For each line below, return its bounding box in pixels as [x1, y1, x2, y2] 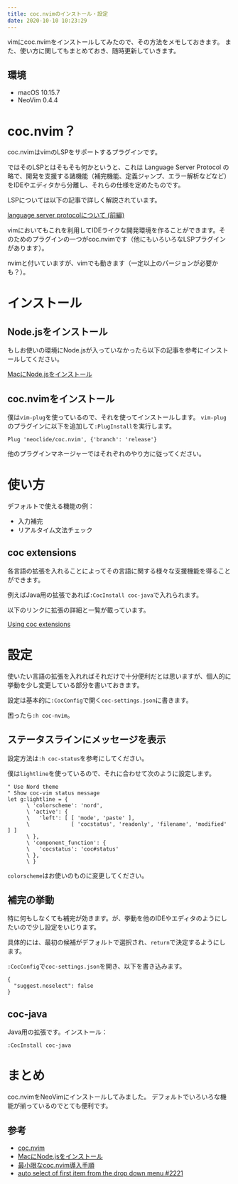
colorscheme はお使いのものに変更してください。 [7, 871, 148, 880]
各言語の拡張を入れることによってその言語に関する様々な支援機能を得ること [7, 566, 231, 575]
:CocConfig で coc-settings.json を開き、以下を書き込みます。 [7, 962, 186, 971]
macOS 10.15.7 [17, 88, 60, 97]
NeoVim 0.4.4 [17, 96, 58, 104]
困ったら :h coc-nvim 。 [7, 711, 74, 719]
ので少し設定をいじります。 [19, 923, 101, 932]
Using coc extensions [7, 620, 71, 628]
